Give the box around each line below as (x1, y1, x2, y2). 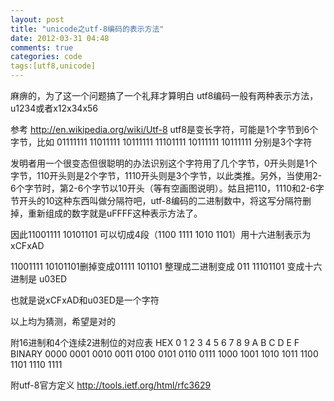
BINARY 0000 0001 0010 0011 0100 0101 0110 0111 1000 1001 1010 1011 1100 (10, 348, 319, 360)
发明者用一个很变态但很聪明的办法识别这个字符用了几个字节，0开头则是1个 (10, 157, 318, 169)
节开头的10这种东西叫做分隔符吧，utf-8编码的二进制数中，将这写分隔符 (10, 195, 303, 206)
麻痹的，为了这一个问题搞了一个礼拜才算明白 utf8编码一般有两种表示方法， (10, 90, 319, 101)
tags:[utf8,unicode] (10, 61, 97, 71)
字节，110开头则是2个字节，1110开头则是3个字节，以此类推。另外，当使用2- (10, 170, 323, 181)
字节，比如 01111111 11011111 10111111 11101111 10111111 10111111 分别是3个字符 (10, 136, 313, 148)
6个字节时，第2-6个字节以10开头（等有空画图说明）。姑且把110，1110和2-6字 (10, 182, 325, 194)
